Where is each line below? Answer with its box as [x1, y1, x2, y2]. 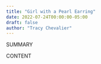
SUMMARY [6, 41, 33, 48]
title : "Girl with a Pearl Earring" [6, 8, 96, 15]
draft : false [6, 19, 38, 25]
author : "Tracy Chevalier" [6, 25, 72, 31]
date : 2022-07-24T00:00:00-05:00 [6, 14, 88, 20]
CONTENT [6, 52, 32, 59]
